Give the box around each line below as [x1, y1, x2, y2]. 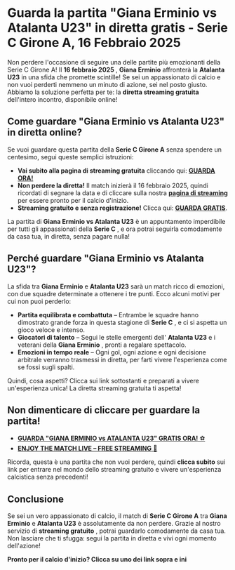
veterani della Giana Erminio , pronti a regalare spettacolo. [17, 340, 187, 349]
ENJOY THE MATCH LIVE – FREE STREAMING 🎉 [17, 444, 158, 453]
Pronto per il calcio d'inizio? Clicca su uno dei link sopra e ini [7, 555, 187, 564]
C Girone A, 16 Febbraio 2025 [7, 35, 181, 51]
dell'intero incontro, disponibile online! [7, 95, 118, 103]
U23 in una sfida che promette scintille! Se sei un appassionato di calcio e [7, 72, 221, 81]
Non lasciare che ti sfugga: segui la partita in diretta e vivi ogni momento [7, 534, 217, 543]
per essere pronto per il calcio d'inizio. [17, 196, 129, 204]
